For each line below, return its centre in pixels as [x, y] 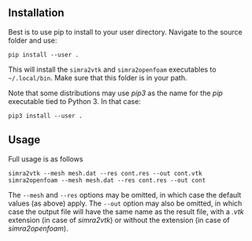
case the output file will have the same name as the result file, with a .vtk [126, 211]
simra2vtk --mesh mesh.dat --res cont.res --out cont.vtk [105, 173]
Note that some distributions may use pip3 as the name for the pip [115, 93]
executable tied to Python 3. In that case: [75, 101]
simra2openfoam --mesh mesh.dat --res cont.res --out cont [107, 180]
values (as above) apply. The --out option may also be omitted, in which [125, 203]
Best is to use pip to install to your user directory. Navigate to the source [125, 32]
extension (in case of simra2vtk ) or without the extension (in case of [119, 220]
